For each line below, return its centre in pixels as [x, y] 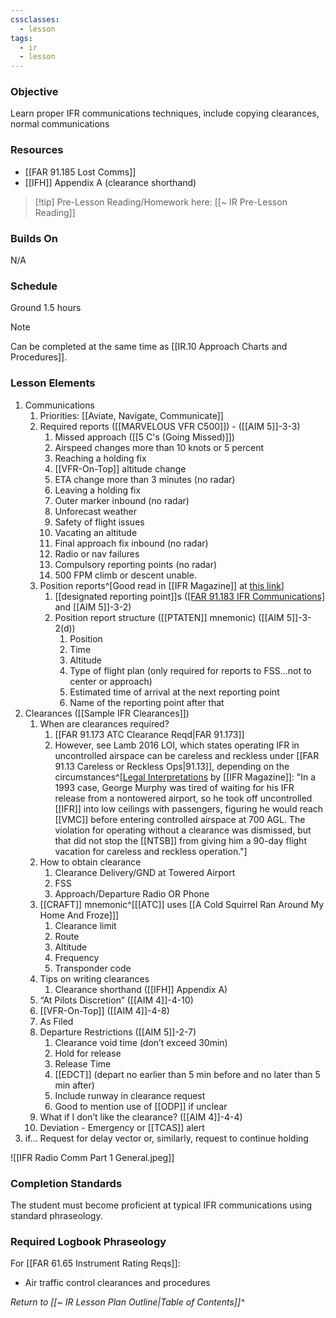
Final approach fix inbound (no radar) [131, 543]
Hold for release [88, 1053]
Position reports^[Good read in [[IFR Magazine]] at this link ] [162, 585]
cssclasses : [35, 19]
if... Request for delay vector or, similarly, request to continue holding [166, 1138]
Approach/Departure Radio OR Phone [132, 893]
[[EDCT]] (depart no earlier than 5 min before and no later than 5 [187, 1074]
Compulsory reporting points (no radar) [136, 564]
